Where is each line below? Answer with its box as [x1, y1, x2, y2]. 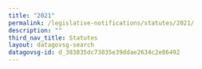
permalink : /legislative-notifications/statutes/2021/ [8, 19, 195, 27]
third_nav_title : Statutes [8, 33, 98, 42]
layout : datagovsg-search [8, 41, 94, 49]
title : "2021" [8, 11, 56, 20]
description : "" [8, 26, 62, 34]
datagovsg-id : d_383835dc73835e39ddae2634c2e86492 [8, 48, 180, 56]
